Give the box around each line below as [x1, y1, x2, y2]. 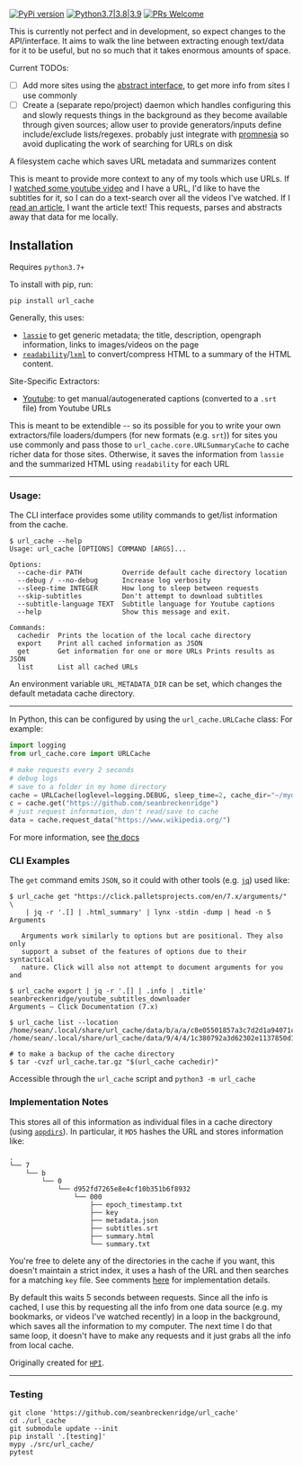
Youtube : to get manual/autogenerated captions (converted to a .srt [22, 392, 277, 404]
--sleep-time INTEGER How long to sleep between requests [17, 584, 259, 593]
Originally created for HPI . [9, 1357, 105, 1368]
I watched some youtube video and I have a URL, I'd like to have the [9, 183, 261, 193]
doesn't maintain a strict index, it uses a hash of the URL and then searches [9, 1264, 289, 1275]
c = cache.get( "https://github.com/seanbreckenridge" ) [9, 799, 219, 808]
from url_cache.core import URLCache [9, 750, 151, 759]
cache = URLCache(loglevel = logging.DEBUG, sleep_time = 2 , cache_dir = [9, 790, 271, 800]
